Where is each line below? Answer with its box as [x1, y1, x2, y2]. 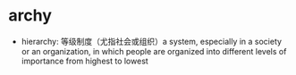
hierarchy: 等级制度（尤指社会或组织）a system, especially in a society [21, 36, 283, 46]
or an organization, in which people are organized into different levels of [21, 46, 287, 56]
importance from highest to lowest [21, 55, 148, 66]
